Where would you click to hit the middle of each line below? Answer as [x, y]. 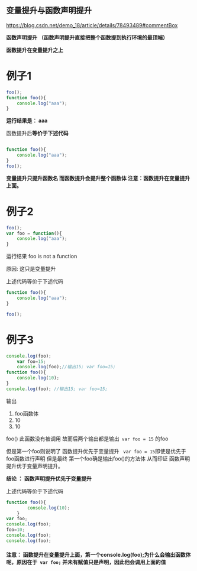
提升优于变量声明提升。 [35, 466]
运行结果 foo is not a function [42, 257]
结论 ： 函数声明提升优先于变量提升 [49, 478]
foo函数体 [27, 413]
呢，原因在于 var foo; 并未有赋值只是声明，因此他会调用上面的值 [86, 562]
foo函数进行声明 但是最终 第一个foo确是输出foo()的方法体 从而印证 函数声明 [98, 458]
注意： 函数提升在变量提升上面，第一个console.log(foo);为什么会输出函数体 [98, 555]
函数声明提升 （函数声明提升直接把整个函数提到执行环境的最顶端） [87, 37]
